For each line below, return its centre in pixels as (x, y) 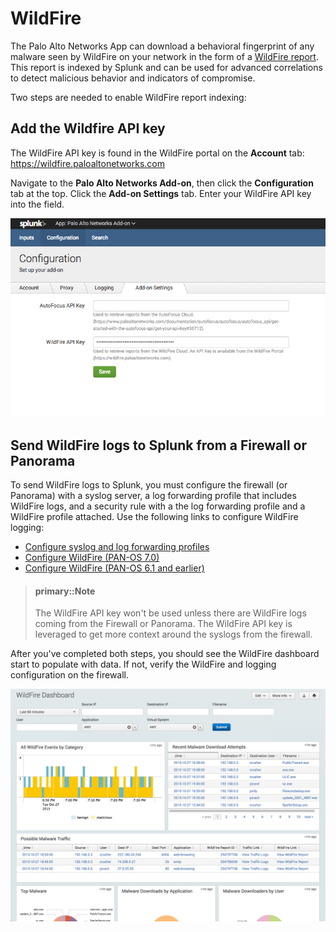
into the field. (37, 204)
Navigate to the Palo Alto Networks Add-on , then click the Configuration (162, 183)
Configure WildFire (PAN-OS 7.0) (92, 558)
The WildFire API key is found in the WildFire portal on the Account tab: (157, 153)
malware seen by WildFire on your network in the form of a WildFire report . (164, 56)
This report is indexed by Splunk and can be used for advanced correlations (166, 67)
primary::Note (65, 591)
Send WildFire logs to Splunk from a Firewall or (159, 445)
